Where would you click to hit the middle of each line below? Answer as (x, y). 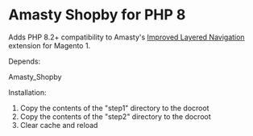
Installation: (27, 92)
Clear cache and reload (59, 125)
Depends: (25, 61)
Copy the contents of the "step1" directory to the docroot (114, 108)
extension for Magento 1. (50, 45)
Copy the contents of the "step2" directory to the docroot (115, 116)
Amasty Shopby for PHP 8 (97, 15)
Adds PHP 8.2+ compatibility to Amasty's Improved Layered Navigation (126, 37)
